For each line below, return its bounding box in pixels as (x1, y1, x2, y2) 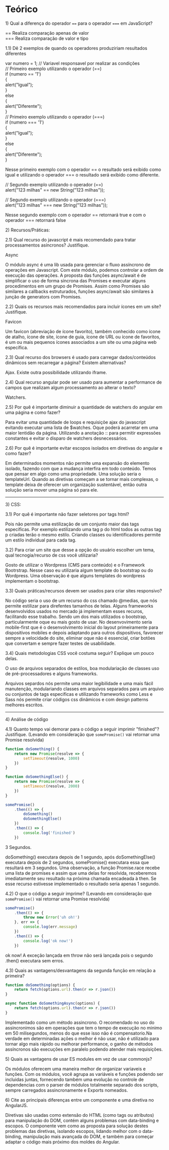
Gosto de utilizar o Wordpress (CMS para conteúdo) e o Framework (5, 562, 145, 568)
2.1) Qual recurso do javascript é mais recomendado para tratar (5, 236, 136, 243)
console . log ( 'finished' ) (23, 830, 75, 835)
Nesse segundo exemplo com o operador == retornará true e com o (5, 212, 146, 218)
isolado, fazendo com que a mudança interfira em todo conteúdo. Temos (5, 465, 156, 471)
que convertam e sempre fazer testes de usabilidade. (5, 640, 116, 646)
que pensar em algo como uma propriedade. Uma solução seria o (5, 470, 141, 477)
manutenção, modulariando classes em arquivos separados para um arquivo (5, 686, 164, 692)
